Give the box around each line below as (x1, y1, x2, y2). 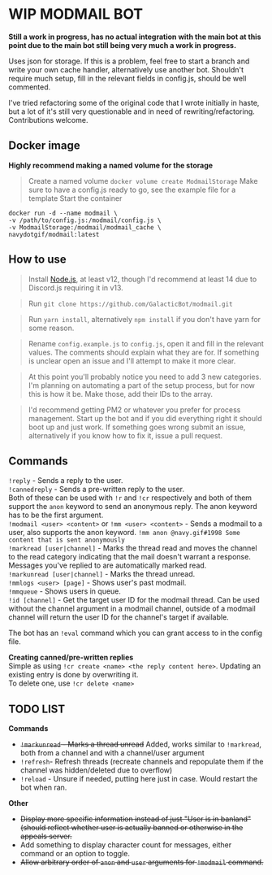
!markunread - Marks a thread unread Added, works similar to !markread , (19, 739, 262, 749)
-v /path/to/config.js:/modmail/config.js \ (8, 216, 162, 224)
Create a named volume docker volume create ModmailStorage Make (28, 176, 258, 185)
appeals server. (19, 831, 72, 842)
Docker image (8, 139, 80, 153)
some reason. (28, 323, 75, 333)
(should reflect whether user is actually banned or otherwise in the (19, 823, 244, 833)
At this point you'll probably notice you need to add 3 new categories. (28, 372, 261, 381)
